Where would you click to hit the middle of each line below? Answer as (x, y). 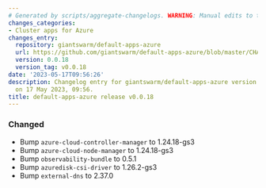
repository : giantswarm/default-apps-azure (88, 45)
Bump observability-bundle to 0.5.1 (78, 159)
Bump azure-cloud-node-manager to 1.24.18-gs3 (97, 150)
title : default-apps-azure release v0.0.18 (81, 97)
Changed (27, 125)
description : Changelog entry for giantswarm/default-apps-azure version (133, 82)
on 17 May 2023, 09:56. (54, 89)
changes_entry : (33, 38)
